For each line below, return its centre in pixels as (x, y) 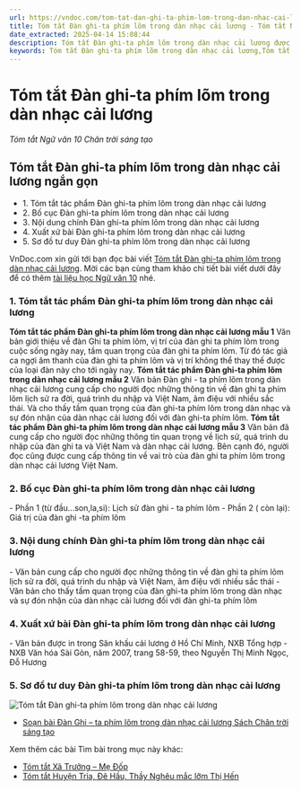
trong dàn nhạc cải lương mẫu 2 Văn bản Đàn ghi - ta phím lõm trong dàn (145, 380)
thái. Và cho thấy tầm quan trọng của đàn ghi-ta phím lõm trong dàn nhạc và (150, 408)
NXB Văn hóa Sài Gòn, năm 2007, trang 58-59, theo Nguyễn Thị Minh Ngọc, (149, 653)
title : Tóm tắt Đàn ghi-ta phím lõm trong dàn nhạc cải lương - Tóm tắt (148, 26)
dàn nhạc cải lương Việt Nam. (64, 465)
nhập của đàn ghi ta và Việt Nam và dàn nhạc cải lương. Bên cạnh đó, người (149, 446)
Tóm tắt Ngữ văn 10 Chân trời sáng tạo (82, 139)
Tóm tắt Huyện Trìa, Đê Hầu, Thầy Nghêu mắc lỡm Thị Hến (130, 777)
